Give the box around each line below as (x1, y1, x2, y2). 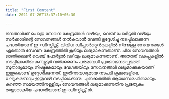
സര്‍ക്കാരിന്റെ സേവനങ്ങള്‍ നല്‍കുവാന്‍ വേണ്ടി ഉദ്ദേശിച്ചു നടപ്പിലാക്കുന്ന (5, 36, 149, 42)
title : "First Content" (5, 7, 56, 13)
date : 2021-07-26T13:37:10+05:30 (5, 12, 76, 17)
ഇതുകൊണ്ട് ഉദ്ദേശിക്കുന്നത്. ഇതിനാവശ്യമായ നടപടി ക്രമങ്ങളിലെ (5, 70, 139, 76)
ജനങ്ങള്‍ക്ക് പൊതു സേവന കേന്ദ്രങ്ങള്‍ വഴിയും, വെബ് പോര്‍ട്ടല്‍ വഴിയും (5, 30, 151, 36)
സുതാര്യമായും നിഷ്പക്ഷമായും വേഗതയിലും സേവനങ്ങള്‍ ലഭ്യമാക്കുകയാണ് (5, 64, 154, 70)
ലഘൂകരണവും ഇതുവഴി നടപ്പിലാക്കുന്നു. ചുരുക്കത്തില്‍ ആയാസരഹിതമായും (5, 75, 156, 81)
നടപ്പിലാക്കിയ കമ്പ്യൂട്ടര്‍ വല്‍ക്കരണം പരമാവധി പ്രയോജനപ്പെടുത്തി (5, 58, 141, 64)
